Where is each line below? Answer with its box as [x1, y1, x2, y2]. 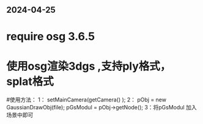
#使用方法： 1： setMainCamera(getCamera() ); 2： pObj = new [6, 96, 167, 103]
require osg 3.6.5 [6, 29, 95, 43]
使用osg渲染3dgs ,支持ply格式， [6, 59, 171, 73]
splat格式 [6, 75, 54, 88]
